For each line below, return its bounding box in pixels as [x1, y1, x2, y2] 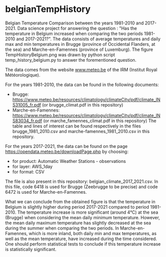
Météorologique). [5, 72, 41, 78]
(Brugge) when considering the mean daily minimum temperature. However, [5, 214, 160, 220]
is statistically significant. [5, 246, 57, 252]
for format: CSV [12, 168, 45, 175]
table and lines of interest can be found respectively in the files [12, 123, 141, 129]
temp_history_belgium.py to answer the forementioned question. [5, 57, 137, 63]
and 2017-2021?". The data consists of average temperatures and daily [16, 36, 161, 42]
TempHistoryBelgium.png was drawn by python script [5, 51, 115, 58]
